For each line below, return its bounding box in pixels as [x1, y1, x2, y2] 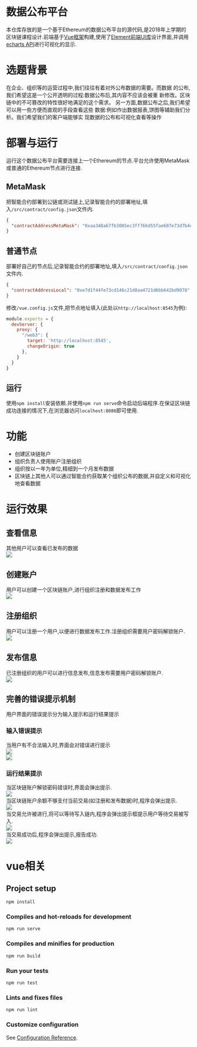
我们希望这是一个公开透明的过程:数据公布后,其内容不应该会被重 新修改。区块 [6, 91, 191, 98]
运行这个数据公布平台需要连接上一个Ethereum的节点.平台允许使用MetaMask [6, 157, 190, 164]
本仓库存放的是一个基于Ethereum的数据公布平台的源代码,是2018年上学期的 [6, 26, 186, 33]
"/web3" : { [21, 332, 49, 339]
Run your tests [6, 966, 49, 975]
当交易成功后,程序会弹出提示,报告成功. [6, 831, 98, 838]
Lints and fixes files [6, 993, 63, 1002]
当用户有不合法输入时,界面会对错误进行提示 [6, 741, 111, 748]
